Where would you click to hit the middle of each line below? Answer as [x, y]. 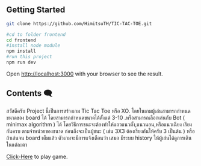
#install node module [33, 46]
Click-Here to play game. [37, 156]
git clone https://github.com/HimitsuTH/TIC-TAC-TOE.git [79, 23]
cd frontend [21, 40]
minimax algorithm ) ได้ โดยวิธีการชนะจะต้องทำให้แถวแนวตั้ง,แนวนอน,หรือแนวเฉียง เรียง [99, 124]
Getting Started [36, 10]
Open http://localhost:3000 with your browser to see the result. [85, 74]
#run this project [29, 57]
